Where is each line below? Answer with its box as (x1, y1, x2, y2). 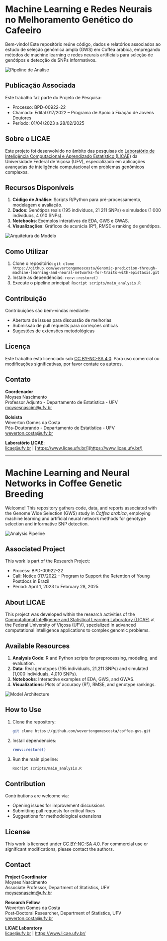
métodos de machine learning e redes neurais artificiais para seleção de (5, 51, 153, 58)
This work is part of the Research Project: (5, 558, 90, 564)
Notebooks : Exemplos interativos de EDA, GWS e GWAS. (12, 218, 129, 224)
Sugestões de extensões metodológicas (12, 328, 95, 334)
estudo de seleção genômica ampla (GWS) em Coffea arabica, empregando (5, 46, 161, 52)
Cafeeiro (5, 25, 42, 36)
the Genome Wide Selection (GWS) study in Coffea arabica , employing (5, 510, 151, 516)
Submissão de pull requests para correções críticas (12, 323, 118, 328)
